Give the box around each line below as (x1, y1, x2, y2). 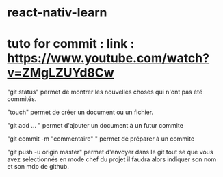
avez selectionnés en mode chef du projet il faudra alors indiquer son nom (7, 155, 217, 163)
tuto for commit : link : (7, 36, 135, 52)
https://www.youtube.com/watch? (7, 51, 210, 66)
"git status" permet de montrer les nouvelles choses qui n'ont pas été (7, 87, 203, 96)
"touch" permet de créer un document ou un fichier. (7, 108, 154, 117)
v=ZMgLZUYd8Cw (7, 65, 114, 81)
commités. (7, 95, 37, 103)
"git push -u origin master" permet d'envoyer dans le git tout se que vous (7, 148, 213, 156)
